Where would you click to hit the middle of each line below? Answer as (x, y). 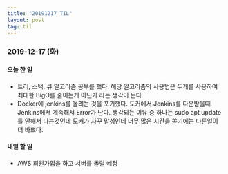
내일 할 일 (20, 146)
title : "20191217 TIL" (40, 13)
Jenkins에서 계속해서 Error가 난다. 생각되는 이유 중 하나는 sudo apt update (119, 112)
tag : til (20, 26)
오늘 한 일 (20, 69)
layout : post (26, 20)
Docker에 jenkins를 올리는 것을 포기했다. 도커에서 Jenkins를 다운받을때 (114, 104)
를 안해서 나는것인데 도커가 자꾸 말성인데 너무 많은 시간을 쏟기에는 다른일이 (118, 121)
